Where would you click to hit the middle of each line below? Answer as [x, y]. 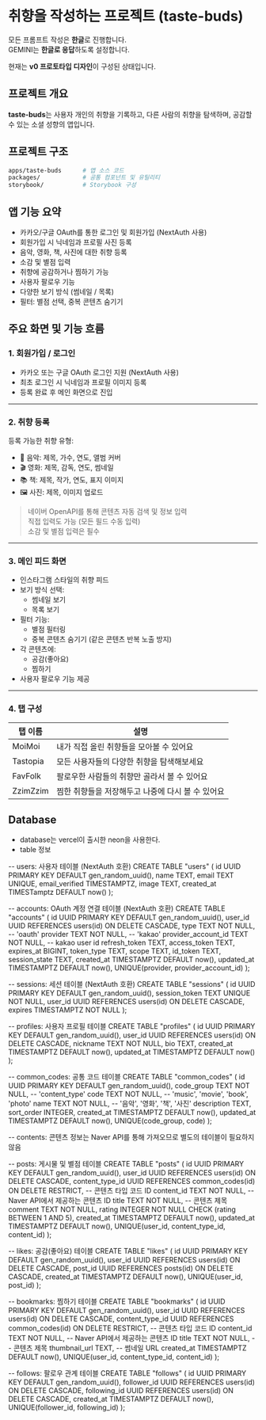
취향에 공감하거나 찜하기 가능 [64, 272]
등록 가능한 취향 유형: [41, 440]
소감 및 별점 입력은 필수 [64, 531]
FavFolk [27, 775]
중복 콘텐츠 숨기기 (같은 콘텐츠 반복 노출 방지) [102, 639]
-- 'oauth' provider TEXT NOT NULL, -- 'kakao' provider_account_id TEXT [128, 935]
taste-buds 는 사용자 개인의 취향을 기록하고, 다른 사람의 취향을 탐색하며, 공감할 [130, 114]
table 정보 [35, 850]
